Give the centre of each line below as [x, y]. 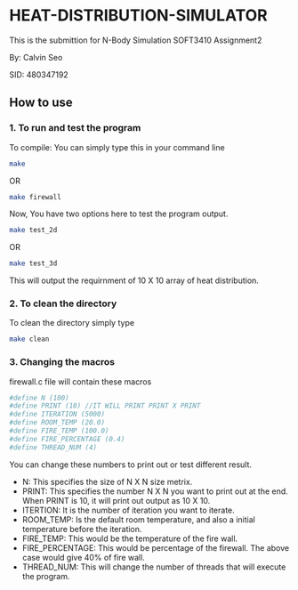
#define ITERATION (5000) [57, 415]
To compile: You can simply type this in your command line [117, 147]
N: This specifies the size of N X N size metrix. [107, 481]
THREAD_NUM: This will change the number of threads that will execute [154, 567]
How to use [41, 103]
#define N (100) [39, 398]
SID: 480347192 [39, 74]
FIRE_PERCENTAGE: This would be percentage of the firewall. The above [156, 547]
